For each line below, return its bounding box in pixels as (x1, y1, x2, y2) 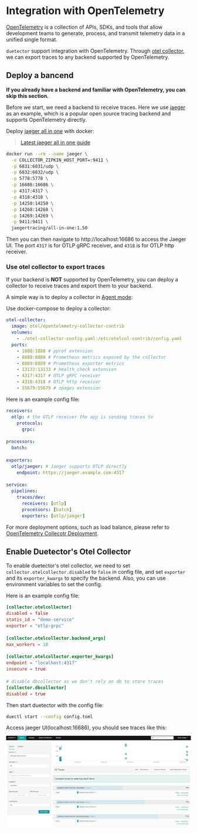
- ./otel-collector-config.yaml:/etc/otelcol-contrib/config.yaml (16, 336, 182, 342)
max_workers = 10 (6, 641, 49, 647)
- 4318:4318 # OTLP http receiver (16, 379, 101, 385)
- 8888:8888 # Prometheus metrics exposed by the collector (16, 354, 167, 360)
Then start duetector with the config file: (6, 702, 104, 709)
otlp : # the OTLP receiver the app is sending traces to (11, 414, 154, 420)
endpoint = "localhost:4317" (6, 660, 77, 666)
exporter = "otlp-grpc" (6, 623, 64, 629)
